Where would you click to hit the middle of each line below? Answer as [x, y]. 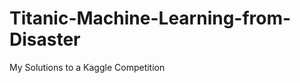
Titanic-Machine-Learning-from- [150, 18]
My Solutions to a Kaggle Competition [87, 67]
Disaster [45, 39]
